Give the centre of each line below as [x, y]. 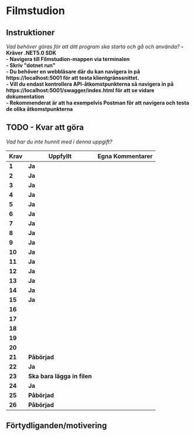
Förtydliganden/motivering [57, 426]
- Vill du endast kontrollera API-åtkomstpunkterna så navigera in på [90, 84]
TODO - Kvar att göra [45, 128]
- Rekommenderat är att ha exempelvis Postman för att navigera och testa [97, 103]
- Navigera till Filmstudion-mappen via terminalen [68, 59]
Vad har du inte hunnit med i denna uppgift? [59, 142]
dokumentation [25, 96]
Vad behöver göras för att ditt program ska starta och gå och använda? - [95, 46]
